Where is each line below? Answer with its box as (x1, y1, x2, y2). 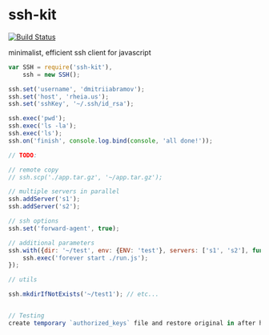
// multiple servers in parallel (8, 188, 120, 196)
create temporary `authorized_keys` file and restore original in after (8, 319, 256, 327)
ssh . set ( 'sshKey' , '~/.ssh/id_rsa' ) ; (8, 100, 134, 108)
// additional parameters (8, 239, 94, 247)
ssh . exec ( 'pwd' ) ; (8, 115, 66, 123)
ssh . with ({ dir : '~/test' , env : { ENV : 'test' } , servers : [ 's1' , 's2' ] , (8, 246, 249, 254)
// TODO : (8, 151, 38, 159)
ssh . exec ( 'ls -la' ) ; (8, 122, 78, 130)
